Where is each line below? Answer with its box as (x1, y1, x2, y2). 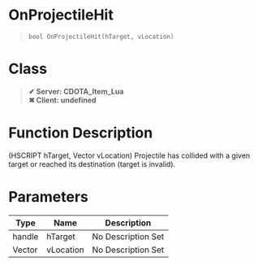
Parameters (8, 188, 89, 206)
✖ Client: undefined (28, 95, 97, 105)
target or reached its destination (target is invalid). (8, 159, 176, 168)
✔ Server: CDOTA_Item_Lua (28, 86, 124, 96)
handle (12, 230, 39, 242)
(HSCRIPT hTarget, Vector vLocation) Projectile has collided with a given (8, 150, 251, 160)
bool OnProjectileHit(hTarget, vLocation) (28, 33, 174, 41)
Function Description (8, 124, 153, 142)
